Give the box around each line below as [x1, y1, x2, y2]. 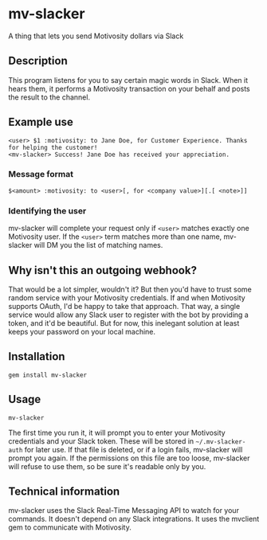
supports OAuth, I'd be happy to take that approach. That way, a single [8, 301, 241, 311]
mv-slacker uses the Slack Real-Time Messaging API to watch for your [8, 506, 239, 515]
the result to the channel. [8, 92, 90, 102]
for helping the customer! [8, 143, 98, 151]
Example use [8, 115, 74, 129]
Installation [8, 350, 65, 363]
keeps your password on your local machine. [8, 327, 156, 336]
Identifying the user [8, 205, 87, 216]
